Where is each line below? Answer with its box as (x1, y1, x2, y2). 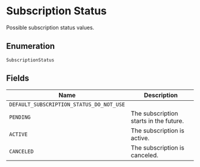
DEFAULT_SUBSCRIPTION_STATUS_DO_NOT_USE (9, 101, 125, 108)
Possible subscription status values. (6, 24, 95, 31)
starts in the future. (130, 116, 185, 125)
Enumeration (6, 41, 55, 51)
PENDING (9, 113, 31, 120)
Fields (6, 73, 30, 83)
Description (143, 91, 178, 99)
